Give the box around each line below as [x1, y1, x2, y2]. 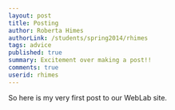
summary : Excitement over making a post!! [8, 57, 152, 65]
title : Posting [8, 19, 59, 27]
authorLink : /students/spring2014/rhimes [8, 33, 149, 42]
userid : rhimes [8, 71, 59, 79]
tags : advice [8, 41, 52, 49]
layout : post [8, 11, 52, 20]
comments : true [8, 64, 59, 72]
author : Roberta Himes [8, 26, 84, 34]
